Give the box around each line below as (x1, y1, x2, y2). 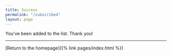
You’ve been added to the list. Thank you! (5, 31, 93, 37)
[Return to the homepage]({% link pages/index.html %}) (5, 45, 124, 51)
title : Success (5, 7, 38, 13)
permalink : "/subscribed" (5, 12, 60, 17)
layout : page (5, 17, 33, 22)
